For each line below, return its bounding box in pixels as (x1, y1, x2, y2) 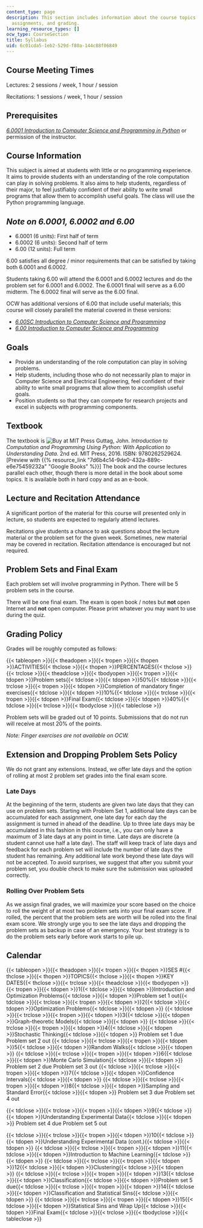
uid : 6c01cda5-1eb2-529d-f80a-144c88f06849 (6, 43, 118, 49)
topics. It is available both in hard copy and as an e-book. (6, 475, 149, 482)
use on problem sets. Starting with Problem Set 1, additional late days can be (6, 807, 197, 815)
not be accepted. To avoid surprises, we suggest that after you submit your (6, 859, 193, 866)
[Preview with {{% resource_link (6, 456, 86, 464)
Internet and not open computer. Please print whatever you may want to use (6, 605, 196, 612)
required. (6, 547, 29, 554)
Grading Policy (6, 629, 63, 639)
